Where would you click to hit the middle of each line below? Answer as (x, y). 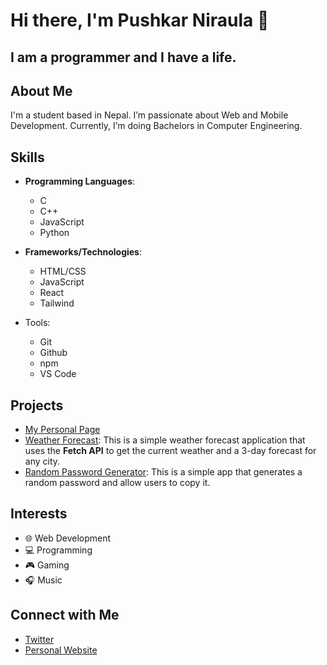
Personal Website (61, 650)
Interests (39, 514)
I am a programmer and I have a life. (123, 57)
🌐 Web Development (68, 538)
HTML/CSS (63, 271)
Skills (27, 157)
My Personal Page (62, 430)
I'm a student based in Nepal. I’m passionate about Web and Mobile (149, 115)
